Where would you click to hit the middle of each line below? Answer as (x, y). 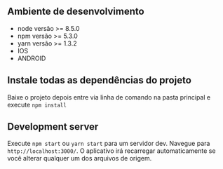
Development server (53, 127)
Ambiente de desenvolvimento (76, 12)
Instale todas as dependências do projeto (99, 80)
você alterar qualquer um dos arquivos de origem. (80, 158)
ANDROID (32, 58)
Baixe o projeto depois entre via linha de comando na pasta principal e (109, 97)
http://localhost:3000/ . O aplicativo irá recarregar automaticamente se (111, 151)
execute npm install (37, 104)
